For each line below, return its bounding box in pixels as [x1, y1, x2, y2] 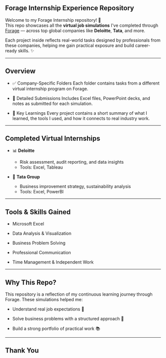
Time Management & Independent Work [12, 259, 94, 265]
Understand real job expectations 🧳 [12, 306, 84, 312]
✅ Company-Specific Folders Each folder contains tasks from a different [12, 80, 160, 86]
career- [135, 42, 151, 48]
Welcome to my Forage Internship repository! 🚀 [5, 17, 101, 23]
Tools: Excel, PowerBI [19, 189, 64, 195]
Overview [5, 67, 36, 76]
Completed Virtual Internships [5, 134, 100, 143]
